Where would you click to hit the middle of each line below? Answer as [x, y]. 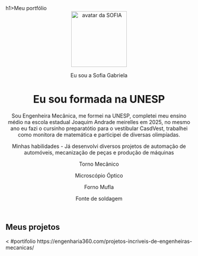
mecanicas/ [20, 248]
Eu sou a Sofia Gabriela [99, 75]
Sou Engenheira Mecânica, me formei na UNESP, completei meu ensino [99, 116]
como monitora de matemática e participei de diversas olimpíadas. [99, 134]
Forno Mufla [99, 187]
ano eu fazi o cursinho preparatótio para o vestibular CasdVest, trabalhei [99, 128]
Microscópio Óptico [99, 175]
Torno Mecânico [99, 164]
